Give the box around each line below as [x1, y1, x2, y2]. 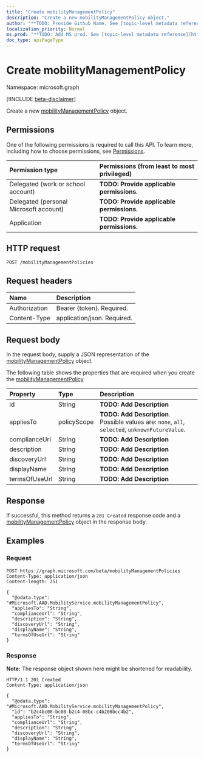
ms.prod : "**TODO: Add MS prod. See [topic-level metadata [6, 32, 159, 38]
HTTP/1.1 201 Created [6, 676, 61, 683]
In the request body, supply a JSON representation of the [6, 351, 150, 358]
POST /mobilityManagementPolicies [6, 259, 94, 265]
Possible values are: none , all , [100, 418, 185, 426]
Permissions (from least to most [99, 162, 195, 170]
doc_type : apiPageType [6, 37, 64, 43]
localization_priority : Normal [6, 26, 86, 32]
